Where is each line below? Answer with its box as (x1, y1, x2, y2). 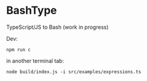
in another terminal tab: (6, 57, 64, 64)
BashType (6, 4, 57, 17)
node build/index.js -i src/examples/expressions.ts (6, 68, 142, 75)
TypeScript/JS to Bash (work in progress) (6, 23, 109, 31)
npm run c (6, 46, 31, 53)
